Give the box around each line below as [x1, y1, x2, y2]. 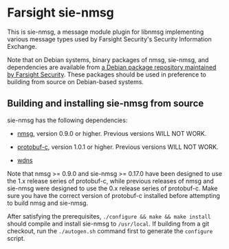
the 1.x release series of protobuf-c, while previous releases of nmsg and [7, 177, 215, 185]
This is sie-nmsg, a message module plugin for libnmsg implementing [7, 28, 204, 36]
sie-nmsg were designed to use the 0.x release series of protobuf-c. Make [7, 184, 218, 192]
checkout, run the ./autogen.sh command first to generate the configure [7, 226, 213, 235]
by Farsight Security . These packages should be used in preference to [7, 70, 206, 79]
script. [7, 234, 25, 242]
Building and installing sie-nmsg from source [7, 98, 204, 110]
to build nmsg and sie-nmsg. [7, 199, 88, 207]
